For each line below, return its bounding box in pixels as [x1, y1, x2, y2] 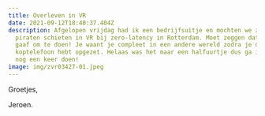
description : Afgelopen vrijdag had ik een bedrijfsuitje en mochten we [8, 26, 252, 34]
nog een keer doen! [15, 56, 80, 64]
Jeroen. [8, 99, 34, 109]
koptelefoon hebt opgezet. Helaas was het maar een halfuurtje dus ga [15, 48, 252, 56]
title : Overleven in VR [8, 11, 87, 20]
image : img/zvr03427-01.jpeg [8, 63, 104, 71]
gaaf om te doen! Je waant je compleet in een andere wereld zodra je [15, 41, 252, 49]
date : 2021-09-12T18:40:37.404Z [8, 19, 114, 27]
